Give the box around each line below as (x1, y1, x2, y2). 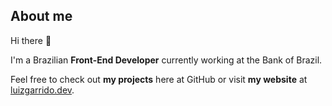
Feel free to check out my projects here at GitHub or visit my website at (10, 73, 308, 85)
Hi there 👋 (10, 34, 52, 46)
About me (10, 8, 73, 25)
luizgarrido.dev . (10, 84, 75, 96)
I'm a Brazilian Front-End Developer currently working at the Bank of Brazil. (10, 54, 323, 66)
